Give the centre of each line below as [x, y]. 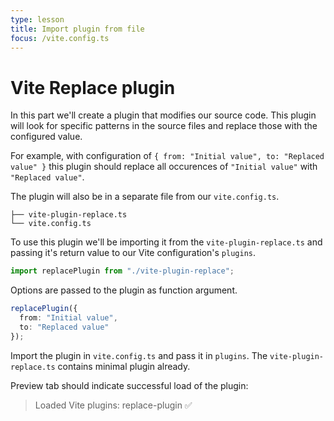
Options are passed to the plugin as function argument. [124, 290]
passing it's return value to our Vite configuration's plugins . [133, 253]
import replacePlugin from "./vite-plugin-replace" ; [122, 271]
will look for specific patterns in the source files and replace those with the [164, 126]
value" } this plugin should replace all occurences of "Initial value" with [164, 167]
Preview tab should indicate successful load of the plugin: [129, 385]
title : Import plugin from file [77, 29]
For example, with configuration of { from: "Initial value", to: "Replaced [167, 156]
